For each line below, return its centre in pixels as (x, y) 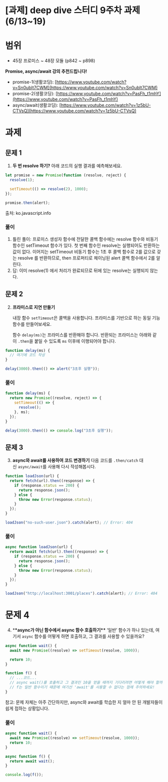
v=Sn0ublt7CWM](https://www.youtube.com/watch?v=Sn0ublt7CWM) (85, 88)
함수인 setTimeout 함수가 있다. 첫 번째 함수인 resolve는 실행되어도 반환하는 (86, 245)
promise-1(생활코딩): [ (34, 82)
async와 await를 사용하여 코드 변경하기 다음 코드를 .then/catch (75, 460)
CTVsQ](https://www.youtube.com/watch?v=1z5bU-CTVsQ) (74, 111)
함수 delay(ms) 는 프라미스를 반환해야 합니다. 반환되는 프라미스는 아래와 (82, 335)
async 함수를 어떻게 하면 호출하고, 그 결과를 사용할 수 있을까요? (83, 636)
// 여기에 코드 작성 (27, 355)
